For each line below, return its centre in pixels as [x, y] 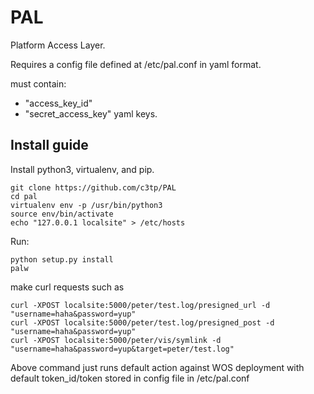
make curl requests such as [67, 287]
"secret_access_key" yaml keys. [91, 113]
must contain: [38, 83]
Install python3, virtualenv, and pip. [82, 169]
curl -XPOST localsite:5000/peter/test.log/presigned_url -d [140, 305]
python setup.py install [62, 259]
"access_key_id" [58, 103]
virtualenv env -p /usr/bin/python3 [86, 205]
